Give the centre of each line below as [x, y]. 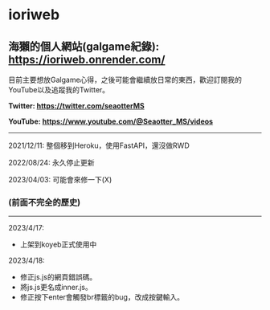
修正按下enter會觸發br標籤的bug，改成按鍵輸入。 [102, 297]
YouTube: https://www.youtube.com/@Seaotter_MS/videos [111, 121]
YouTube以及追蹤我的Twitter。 [59, 90]
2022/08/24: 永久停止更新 [51, 163]
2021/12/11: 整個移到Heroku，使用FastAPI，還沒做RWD [99, 145]
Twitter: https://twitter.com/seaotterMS [76, 106]
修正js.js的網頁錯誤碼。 [58, 277]
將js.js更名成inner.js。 [56, 288]
